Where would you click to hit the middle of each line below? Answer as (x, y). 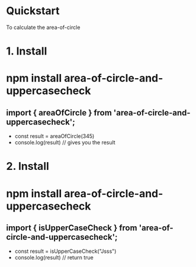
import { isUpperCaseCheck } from (72, 228)
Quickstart (33, 11)
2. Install (28, 166)
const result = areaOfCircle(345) (54, 136)
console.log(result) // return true (54, 258)
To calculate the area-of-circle (43, 27)
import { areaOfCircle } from (59, 113)
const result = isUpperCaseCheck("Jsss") (65, 251)
